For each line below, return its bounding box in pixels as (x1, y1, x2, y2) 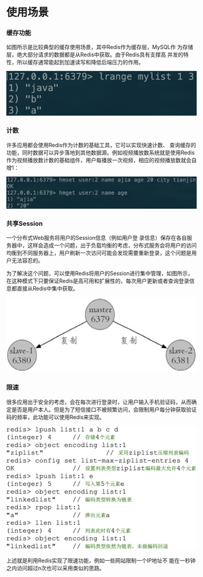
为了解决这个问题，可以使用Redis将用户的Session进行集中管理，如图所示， (6, 270, 193, 277)
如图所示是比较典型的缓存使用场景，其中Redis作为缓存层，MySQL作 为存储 (6, 44, 193, 51)
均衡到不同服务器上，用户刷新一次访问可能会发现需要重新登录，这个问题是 (6, 249, 192, 257)
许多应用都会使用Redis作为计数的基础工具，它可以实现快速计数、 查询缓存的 (6, 141, 196, 148)
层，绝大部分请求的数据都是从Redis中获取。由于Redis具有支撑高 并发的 (6, 51, 184, 58)
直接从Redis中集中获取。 (16, 285, 79, 292)
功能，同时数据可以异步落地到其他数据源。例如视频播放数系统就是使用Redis (6, 149, 195, 156)
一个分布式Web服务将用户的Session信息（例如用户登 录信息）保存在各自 (6, 234, 187, 242)
